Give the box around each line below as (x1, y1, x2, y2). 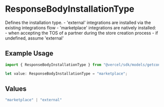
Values (5, 85, 27, 93)
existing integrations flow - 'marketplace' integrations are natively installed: (5, 24, 156, 30)
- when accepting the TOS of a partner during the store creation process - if (5, 30, 159, 36)
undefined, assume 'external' (5, 35, 64, 41)
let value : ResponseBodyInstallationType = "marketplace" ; (5, 71, 128, 76)
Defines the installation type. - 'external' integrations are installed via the (5, 20, 151, 25)
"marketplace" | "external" (5, 98, 62, 103)
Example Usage (5, 49, 54, 58)
